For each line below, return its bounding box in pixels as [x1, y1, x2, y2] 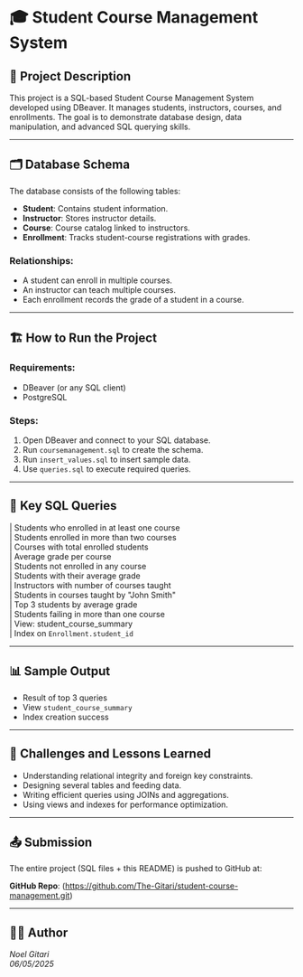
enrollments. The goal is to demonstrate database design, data [9, 112, 242, 122]
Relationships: [9, 254, 74, 267]
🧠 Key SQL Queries [9, 498, 117, 513]
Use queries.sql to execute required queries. [22, 464, 191, 474]
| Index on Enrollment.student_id [9, 627, 133, 638]
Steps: [9, 414, 39, 427]
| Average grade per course [9, 550, 112, 561]
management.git [9, 890, 70, 901]
